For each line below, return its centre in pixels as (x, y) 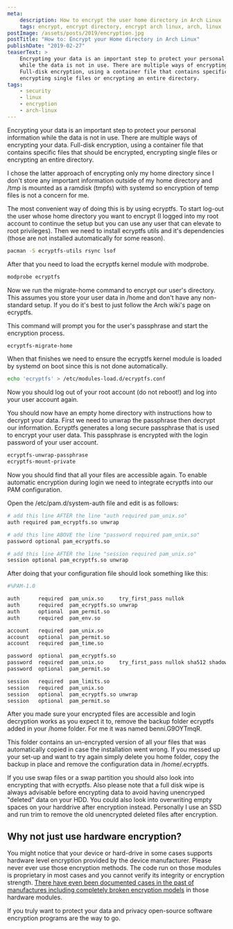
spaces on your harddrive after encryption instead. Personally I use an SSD (114, 807)
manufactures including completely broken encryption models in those (108, 890)
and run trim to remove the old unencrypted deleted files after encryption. (113, 815)
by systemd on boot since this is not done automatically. (87, 366)
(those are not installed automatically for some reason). (86, 238)
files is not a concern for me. (48, 195)
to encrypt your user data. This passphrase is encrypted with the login (107, 435)
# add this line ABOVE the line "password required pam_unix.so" (103, 535)
